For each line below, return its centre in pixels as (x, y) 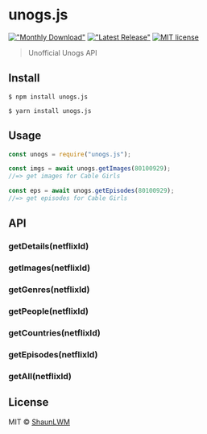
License (29, 402)
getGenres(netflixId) (49, 290)
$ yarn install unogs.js (50, 111)
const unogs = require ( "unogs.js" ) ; (70, 154)
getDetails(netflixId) (49, 246)
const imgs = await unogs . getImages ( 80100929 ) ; (90, 169)
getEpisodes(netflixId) (53, 354)
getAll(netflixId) (40, 376)
